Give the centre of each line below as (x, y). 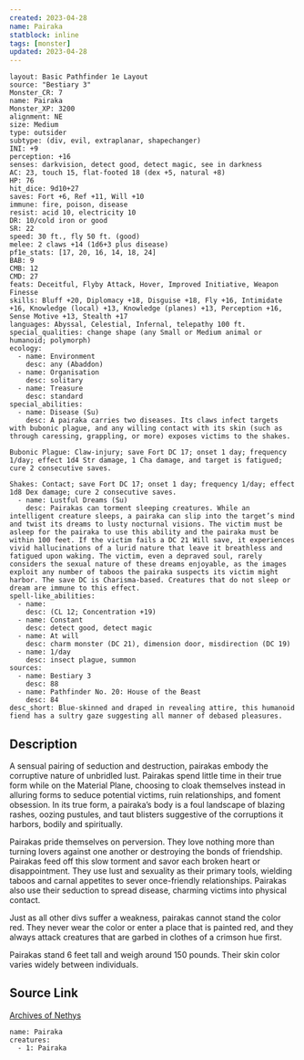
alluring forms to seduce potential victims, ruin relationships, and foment (145, 794)
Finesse (24, 293)
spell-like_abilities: (52, 596)
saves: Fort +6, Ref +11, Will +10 (77, 197)
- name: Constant (51, 620)
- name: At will (48, 636)
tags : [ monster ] (40, 43)
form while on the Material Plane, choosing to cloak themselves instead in (147, 785)
